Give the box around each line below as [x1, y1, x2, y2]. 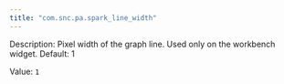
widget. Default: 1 [9, 47, 75, 59]
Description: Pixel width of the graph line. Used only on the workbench [9, 38, 276, 49]
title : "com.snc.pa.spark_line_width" [9, 13, 157, 23]
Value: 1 [9, 66, 39, 77]
